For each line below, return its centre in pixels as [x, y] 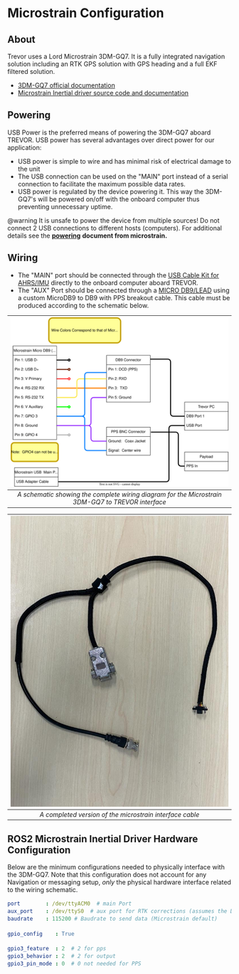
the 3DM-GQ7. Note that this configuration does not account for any [107, 875]
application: [25, 147]
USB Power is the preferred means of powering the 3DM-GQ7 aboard [109, 132]
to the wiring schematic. [43, 890]
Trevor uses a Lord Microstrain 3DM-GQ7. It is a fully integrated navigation [116, 56]
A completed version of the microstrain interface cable [119, 814]
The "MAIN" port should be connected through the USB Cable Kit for [118, 275]
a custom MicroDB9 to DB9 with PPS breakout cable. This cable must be [124, 297]
